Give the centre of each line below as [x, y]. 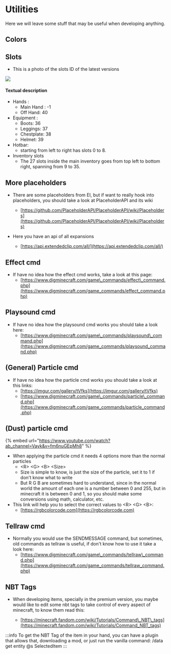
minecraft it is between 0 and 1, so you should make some [81, 494]
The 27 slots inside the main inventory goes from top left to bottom [90, 161]
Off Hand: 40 [34, 113]
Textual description [26, 90]
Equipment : [25, 118]
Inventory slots [28, 156]
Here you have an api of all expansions [53, 237]
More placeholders [36, 183]
